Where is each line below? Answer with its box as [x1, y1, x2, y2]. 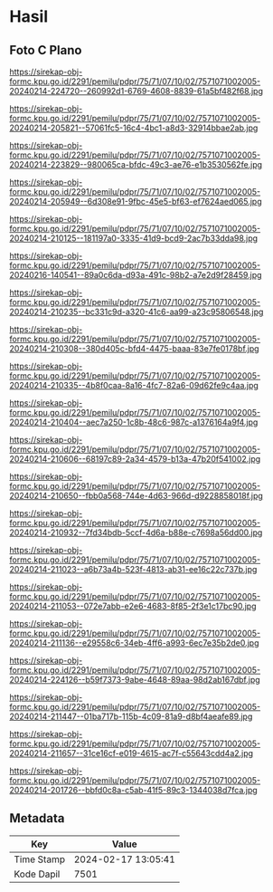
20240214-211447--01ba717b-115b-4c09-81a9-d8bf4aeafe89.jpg [9, 711, 253, 722]
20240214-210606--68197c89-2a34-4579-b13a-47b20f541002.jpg [9, 454, 261, 464]
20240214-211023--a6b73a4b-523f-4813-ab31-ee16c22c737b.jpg [9, 564, 258, 574]
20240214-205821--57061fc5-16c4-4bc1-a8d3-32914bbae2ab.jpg [9, 122, 259, 133]
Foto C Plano [9, 43, 82, 58]
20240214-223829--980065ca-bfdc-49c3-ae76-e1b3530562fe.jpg [9, 159, 263, 169]
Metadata [9, 810, 65, 826]
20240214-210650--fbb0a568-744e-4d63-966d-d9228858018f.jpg [9, 491, 264, 501]
